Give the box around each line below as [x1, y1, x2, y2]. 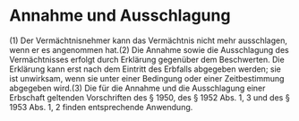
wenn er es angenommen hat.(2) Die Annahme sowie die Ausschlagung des [9, 44, 289, 55]
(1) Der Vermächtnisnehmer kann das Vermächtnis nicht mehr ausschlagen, [9, 35, 288, 46]
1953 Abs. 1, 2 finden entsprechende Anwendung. [9, 101, 193, 112]
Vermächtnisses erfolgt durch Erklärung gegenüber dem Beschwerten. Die [9, 54, 285, 65]
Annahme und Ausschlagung [9, 5, 231, 26]
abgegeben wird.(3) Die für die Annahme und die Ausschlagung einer [9, 82, 266, 93]
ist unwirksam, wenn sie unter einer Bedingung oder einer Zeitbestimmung [9, 73, 285, 83]
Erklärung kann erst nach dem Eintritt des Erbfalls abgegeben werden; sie [9, 64, 282, 74]
